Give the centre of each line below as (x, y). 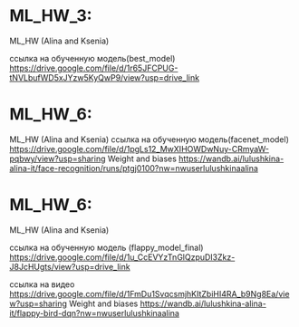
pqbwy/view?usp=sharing (58, 159)
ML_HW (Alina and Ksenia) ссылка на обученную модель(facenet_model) (149, 139)
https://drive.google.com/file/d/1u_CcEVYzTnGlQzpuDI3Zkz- (122, 257)
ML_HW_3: (51, 16)
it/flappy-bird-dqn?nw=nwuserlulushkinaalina (94, 313)
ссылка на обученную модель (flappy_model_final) (106, 247)
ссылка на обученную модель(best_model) (92, 58)
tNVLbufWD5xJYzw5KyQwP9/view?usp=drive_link (105, 77)
